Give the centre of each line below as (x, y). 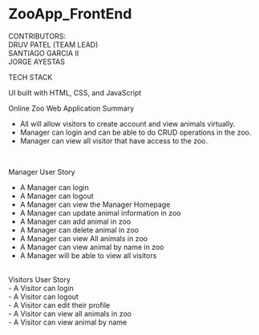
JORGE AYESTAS (37, 62)
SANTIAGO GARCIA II (44, 53)
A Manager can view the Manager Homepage (95, 204)
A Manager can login (55, 187)
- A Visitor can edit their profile (59, 305)
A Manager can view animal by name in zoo (92, 247)
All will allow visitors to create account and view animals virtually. (127, 123)
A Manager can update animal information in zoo (100, 212)
